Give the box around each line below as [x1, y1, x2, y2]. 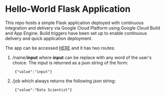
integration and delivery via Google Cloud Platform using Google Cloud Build [5, 25, 160, 31]
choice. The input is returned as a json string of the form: [12, 60, 129, 65]
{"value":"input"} [14, 69, 53, 74]
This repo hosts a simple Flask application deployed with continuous [5, 20, 144, 26]
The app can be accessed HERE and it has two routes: [5, 45, 115, 51]
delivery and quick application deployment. [5, 35, 93, 41]
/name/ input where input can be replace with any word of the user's [12, 54, 152, 60]
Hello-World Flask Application [5, 3, 131, 15]
